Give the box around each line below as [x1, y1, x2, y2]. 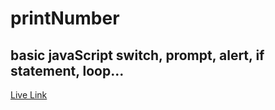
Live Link [10, 89, 48, 101]
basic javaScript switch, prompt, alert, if [10, 47, 265, 64]
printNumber [10, 7, 120, 30]
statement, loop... [10, 62, 125, 79]
